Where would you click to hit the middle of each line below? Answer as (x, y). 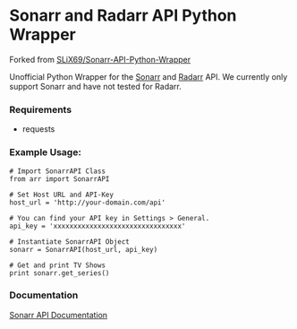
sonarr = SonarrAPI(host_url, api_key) (84, 249)
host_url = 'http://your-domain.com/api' (88, 203)
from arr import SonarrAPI (59, 179)
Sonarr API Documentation (59, 315)
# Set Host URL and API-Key (62, 195)
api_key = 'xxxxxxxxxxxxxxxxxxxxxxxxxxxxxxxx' (98, 226)
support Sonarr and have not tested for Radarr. (95, 86)
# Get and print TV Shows (57, 265)
